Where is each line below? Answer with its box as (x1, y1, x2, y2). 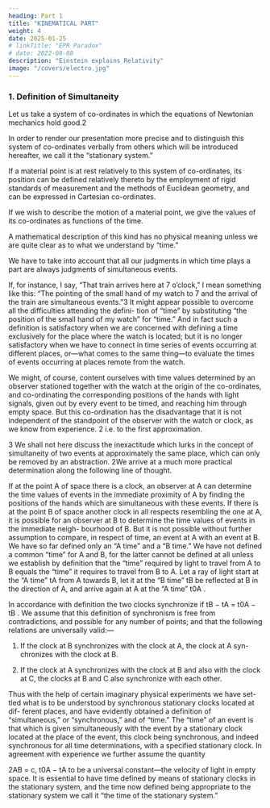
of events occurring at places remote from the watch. (8, 357, 185, 367)
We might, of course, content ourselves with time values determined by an (8, 373, 255, 383)
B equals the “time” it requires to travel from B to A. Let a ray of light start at (8, 567, 260, 577)
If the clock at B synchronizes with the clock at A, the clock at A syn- (19, 641, 249, 651)
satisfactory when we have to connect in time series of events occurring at (8, 340, 257, 350)
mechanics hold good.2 (8, 118, 87, 127)
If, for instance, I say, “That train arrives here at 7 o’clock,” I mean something (8, 280, 262, 290)
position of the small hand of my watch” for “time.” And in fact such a (8, 314, 238, 324)
